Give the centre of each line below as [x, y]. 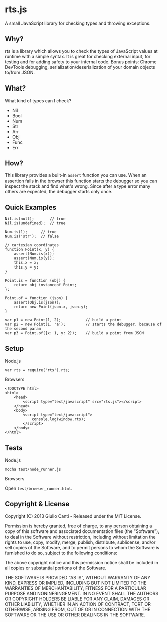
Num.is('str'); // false [32, 237]
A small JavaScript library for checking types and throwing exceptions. [78, 23]
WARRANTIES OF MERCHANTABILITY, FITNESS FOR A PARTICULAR [76, 588]
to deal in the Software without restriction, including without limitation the [80, 537]
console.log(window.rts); [59, 419]
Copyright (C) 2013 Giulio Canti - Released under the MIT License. [73, 516]
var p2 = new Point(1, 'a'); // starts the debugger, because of [84, 325]
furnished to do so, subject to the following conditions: [61, 553]
